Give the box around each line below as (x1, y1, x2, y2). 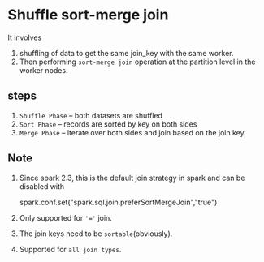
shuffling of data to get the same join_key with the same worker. (19, 48, 234, 58)
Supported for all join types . (19, 244, 122, 254)
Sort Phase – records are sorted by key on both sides (19, 119, 197, 129)
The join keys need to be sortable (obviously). (19, 229, 173, 238)
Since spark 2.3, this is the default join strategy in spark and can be (19, 173, 245, 183)
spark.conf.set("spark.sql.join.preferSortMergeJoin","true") (19, 197, 218, 207)
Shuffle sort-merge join (7, 6, 169, 24)
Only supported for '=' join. (19, 213, 113, 222)
